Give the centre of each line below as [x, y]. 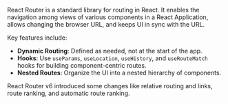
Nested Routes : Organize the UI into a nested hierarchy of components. [119, 73]
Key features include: [37, 38]
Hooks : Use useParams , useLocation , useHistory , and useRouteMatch [112, 58]
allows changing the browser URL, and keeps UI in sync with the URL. [106, 24]
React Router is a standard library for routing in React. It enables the [103, 10]
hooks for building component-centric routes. [82, 65]
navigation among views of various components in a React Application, [108, 17]
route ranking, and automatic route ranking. [69, 93]
